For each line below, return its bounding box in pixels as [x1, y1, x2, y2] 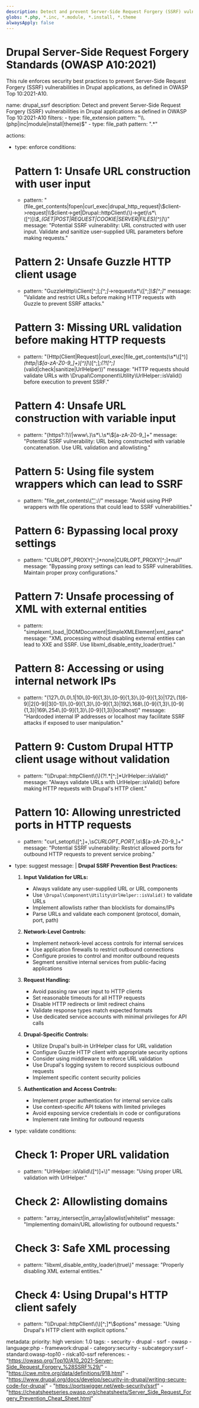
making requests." [23, 234, 68, 242]
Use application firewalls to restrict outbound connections [32, 946, 174, 953]
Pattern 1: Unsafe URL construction [14, 164, 191, 178]
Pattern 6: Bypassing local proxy [14, 524, 179, 538]
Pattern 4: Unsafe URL [14, 399, 126, 413]
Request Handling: [23, 976, 71, 983]
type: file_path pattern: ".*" [92, 120, 158, 128]
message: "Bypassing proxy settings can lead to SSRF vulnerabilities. [23, 562, 193, 570]
